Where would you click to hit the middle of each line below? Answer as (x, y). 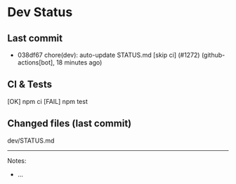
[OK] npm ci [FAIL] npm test (47, 101)
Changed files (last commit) (70, 124)
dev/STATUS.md (31, 140)
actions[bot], (36, 63)
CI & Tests (30, 85)
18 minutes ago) (79, 63)
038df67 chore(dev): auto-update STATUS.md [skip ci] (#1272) (109, 55)
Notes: (17, 160)
